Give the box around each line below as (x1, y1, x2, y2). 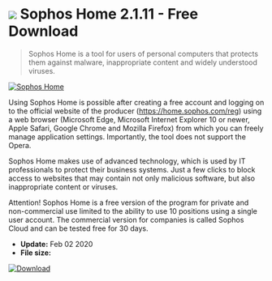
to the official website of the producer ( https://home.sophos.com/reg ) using (8, 106, 262, 116)
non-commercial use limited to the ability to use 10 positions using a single (8, 206, 257, 215)
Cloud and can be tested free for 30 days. (8, 224, 149, 233)
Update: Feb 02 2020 (19, 239, 93, 249)
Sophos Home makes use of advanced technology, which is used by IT (8, 155, 246, 166)
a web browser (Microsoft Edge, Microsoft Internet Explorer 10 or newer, (8, 114, 250, 124)
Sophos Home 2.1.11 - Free (19, 5, 199, 23)
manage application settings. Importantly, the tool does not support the (8, 131, 246, 142)
